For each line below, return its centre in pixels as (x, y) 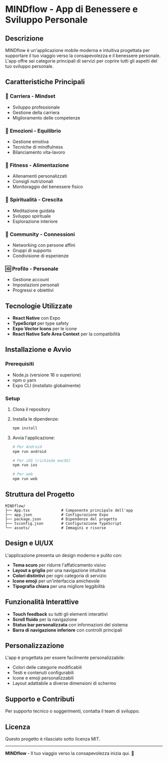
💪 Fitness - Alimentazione (37, 165)
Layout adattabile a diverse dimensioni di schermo (64, 683)
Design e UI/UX (29, 543)
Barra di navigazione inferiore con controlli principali (67, 630)
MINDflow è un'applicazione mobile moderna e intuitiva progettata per (77, 50)
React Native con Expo (36, 318)
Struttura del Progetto (40, 495)
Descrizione (24, 38)
